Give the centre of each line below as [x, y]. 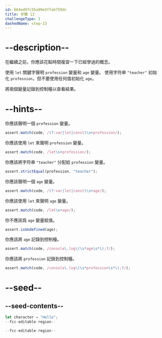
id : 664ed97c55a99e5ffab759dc [36, 10]
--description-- [37, 48]
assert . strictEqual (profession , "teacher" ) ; [51, 171]
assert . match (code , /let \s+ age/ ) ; [40, 210]
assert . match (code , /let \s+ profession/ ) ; [48, 152]
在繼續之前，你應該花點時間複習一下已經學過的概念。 [59, 62]
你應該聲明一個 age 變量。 [31, 181]
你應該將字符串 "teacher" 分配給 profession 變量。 [56, 162]
